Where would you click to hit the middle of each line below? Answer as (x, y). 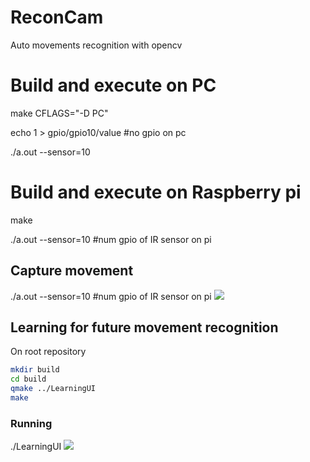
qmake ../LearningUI (53, 389)
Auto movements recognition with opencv (96, 45)
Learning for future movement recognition (144, 327)
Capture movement (72, 271)
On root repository (48, 352)
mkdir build (35, 370)
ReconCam (57, 17)
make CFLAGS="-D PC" (59, 113)
